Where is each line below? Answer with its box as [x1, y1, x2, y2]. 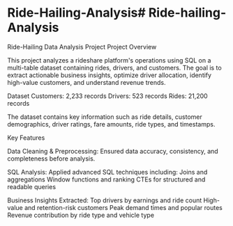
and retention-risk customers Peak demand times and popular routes [24, 203, 223, 211]
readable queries [7, 182, 57, 191]
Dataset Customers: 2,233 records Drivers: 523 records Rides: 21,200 [7, 92, 208, 100]
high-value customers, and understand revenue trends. [7, 78, 166, 86]
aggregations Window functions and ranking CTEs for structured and [7, 175, 206, 184]
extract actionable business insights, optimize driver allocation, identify [7, 71, 211, 79]
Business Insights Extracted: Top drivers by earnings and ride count [7, 196, 202, 204]
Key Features [7, 134, 45, 142]
